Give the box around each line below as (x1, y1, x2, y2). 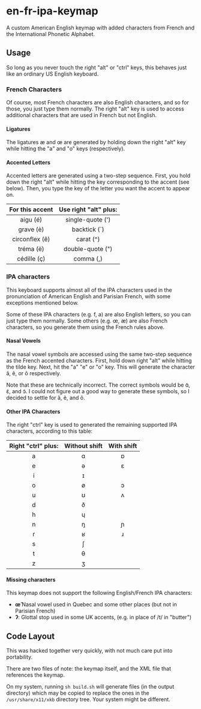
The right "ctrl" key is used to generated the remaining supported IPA (6, 421, 178, 429)
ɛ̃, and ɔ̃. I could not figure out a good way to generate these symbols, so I (6, 387, 190, 394)
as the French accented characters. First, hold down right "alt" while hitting (6, 357, 192, 364)
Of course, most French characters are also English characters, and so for (6, 99, 189, 106)
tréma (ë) (17, 245, 44, 253)
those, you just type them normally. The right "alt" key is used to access (6, 105, 184, 112)
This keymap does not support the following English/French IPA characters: (6, 590, 193, 597)
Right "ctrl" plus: (9, 442, 59, 450)
